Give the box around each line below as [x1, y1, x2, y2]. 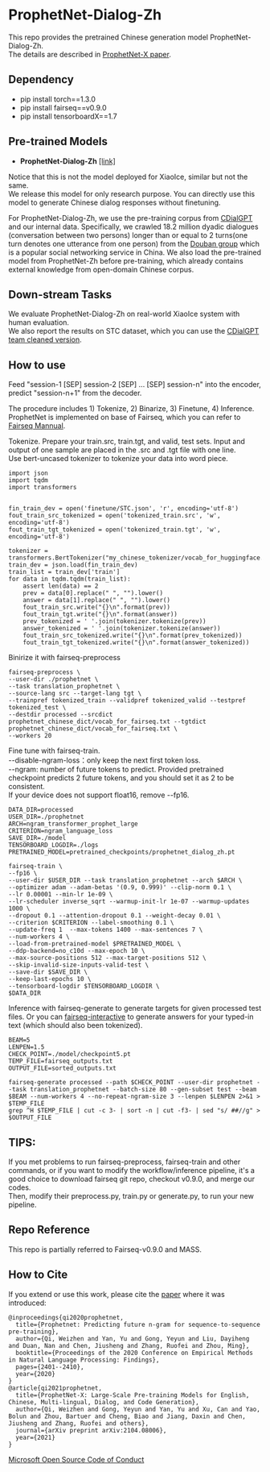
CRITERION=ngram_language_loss [8, 827, 113, 835]
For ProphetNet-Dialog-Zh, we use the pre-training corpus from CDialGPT [8, 213, 253, 222]
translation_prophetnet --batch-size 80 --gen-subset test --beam [29, 1086, 257, 1094]
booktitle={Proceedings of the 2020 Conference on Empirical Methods [15, 1349, 253, 1357]
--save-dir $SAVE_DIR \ [8, 968, 88, 976]
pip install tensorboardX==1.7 [19, 111, 118, 121]
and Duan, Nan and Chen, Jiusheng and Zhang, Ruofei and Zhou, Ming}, [8, 1341, 250, 1349]
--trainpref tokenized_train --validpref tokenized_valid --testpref [8, 696, 247, 705]
